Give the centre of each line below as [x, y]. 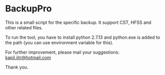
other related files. [24, 27]
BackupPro [28, 9]
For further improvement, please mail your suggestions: [62, 52]
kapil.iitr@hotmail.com [28, 57]
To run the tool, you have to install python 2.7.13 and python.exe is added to [83, 37]
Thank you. [17, 67]
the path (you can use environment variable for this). [59, 42]
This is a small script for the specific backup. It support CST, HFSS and [78, 22]
